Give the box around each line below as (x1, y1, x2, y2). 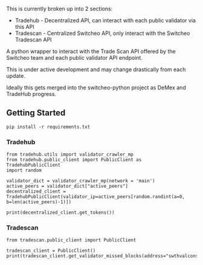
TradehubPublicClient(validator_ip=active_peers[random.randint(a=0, (6, 194, 185, 200)
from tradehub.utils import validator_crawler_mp (6, 152, 134, 158)
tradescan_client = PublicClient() (6, 247, 96, 254)
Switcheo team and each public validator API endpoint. (6, 54, 143, 61)
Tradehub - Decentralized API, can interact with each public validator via (14, 17, 196, 24)
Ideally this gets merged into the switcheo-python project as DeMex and (6, 84, 186, 91)
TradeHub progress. (6, 91, 56, 97)
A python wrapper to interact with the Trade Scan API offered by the (6, 48, 176, 55)
